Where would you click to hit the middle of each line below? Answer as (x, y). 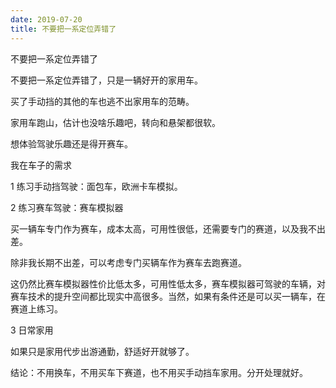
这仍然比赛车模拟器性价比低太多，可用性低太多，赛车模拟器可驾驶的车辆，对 (168, 283)
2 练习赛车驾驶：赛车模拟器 (67, 207)
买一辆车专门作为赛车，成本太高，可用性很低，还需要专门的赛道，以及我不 (163, 228)
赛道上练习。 (36, 308)
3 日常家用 (32, 330)
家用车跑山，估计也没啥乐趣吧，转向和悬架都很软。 (115, 122)
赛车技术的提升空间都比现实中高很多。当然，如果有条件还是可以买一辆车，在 (168, 296)
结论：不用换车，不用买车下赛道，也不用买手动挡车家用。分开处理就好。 (159, 372)
